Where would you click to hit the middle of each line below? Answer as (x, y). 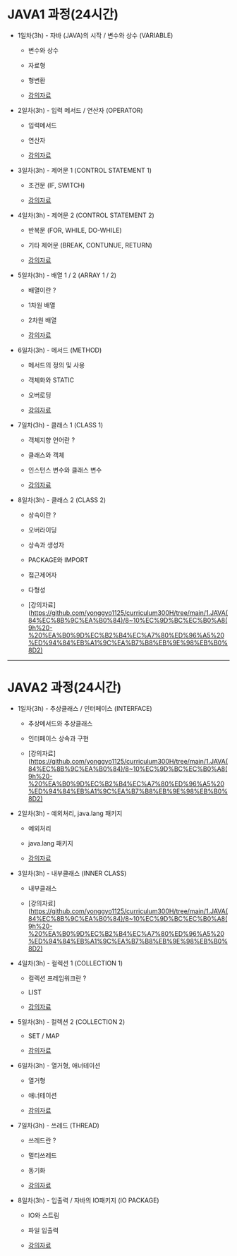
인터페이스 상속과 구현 (59, 738)
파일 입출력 (43, 1230)
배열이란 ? (42, 290)
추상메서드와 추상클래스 (60, 723)
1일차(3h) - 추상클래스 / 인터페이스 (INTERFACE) (85, 708)
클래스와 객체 (46, 455)
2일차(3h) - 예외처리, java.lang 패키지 (70, 813)
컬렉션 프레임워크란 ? (57, 978)
